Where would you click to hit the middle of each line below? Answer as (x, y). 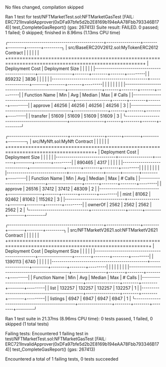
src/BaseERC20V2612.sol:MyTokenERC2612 (113, 47)
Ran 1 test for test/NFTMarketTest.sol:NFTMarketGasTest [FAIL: (70, 17)
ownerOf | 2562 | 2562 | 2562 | (120, 205)
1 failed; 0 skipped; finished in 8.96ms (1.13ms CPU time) (63, 32)
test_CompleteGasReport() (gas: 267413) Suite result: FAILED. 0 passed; (85, 27)
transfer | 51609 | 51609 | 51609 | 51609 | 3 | (77, 116)
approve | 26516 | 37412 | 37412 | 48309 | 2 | (51, 189)
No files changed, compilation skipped (44, 7)
